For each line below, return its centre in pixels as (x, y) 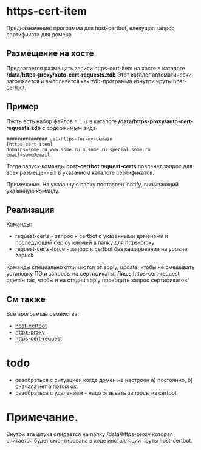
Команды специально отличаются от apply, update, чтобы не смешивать (101, 267)
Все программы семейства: (43, 314)
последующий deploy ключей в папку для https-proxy (85, 243)
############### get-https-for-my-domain (60, 139)
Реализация (30, 210)
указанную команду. (33, 191)
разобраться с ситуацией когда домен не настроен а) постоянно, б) (104, 380)
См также (26, 299)
